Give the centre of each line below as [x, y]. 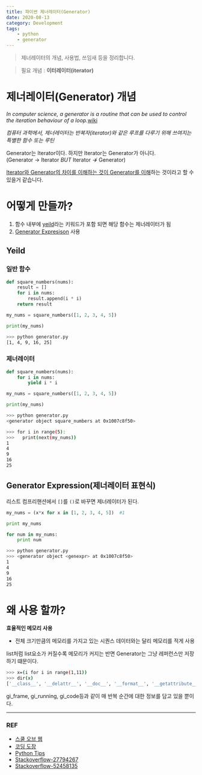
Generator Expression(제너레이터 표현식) [81, 486]
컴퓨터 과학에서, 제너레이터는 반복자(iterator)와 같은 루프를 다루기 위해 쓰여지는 [99, 132]
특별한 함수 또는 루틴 [30, 140]
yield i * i [43, 383]
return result [35, 304]
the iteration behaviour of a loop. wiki [52, 120]
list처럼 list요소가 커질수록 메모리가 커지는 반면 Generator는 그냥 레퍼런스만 [95, 654]
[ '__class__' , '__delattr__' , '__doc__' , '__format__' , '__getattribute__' [103, 684]
